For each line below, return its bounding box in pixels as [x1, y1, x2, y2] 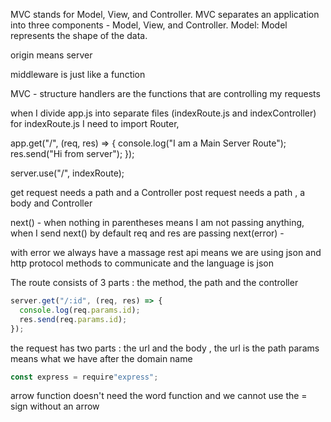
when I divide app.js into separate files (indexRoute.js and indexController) [10, 107, 317, 119]
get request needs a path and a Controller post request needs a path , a [10, 187, 306, 198]
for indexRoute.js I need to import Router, [10, 118, 180, 129]
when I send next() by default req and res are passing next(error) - [10, 227, 285, 239]
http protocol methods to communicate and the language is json [10, 257, 274, 269]
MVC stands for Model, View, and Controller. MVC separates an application [10, 9, 320, 20]
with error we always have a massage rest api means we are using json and [10, 247, 322, 258]
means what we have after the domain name [10, 352, 193, 364]
